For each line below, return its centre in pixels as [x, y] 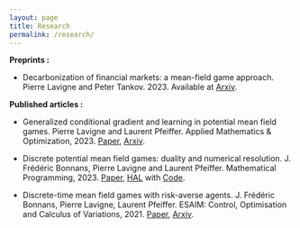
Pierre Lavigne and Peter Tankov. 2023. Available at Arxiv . [130, 87]
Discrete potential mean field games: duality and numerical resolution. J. [156, 159]
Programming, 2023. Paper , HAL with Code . [104, 178]
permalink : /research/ [52, 34]
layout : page [34, 18]
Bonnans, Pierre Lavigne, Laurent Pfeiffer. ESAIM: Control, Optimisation [155, 205]
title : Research [40, 26]
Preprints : [29, 60]
